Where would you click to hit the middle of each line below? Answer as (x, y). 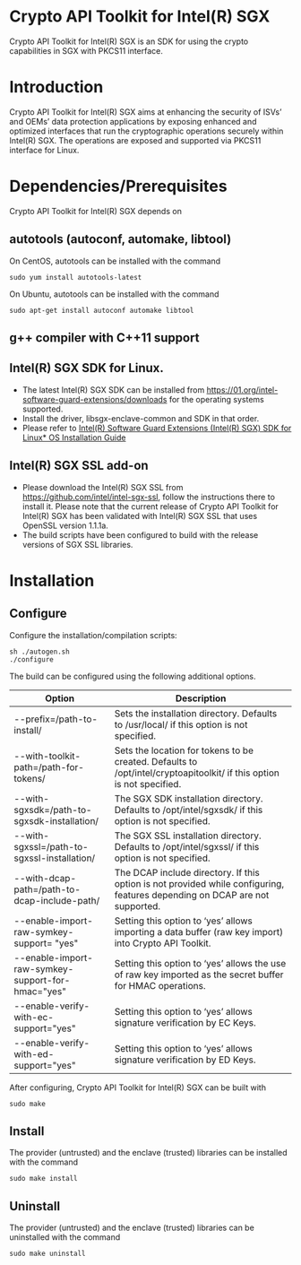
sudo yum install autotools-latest (76, 277)
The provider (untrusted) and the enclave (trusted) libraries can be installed (149, 1153)
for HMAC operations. (160, 985)
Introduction (56, 87)
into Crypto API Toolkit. (163, 943)
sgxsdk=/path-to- (53, 810)
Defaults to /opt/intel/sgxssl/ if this (187, 846)
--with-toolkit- (47, 756)
